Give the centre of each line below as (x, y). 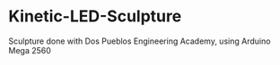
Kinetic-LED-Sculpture (95, 16)
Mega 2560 (30, 50)
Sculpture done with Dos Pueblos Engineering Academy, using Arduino (140, 41)
